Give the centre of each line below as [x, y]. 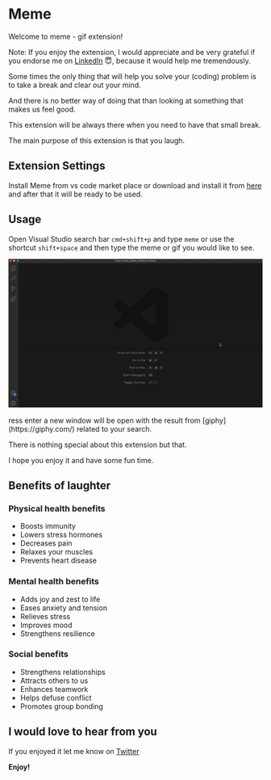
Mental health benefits [54, 581]
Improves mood [46, 625]
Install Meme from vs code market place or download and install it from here [135, 185]
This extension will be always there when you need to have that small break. [135, 124]
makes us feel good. [42, 109]
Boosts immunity [48, 526]
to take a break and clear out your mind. [75, 85]
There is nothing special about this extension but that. [98, 445]
